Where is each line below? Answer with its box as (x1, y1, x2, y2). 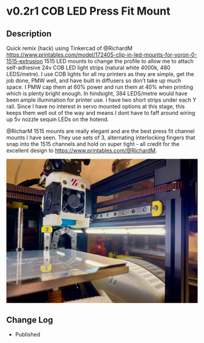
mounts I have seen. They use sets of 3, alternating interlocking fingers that (6, 134, 195, 141)
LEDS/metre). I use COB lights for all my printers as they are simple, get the (6, 71, 194, 77)
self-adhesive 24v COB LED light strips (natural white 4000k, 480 (6, 64, 171, 71)
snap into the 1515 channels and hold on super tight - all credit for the (6, 140, 180, 147)
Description (6, 29, 52, 39)
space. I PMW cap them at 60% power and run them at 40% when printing (6, 83, 193, 91)
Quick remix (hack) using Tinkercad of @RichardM (6, 44, 132, 52)
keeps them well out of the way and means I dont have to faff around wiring (6, 109, 195, 116)
